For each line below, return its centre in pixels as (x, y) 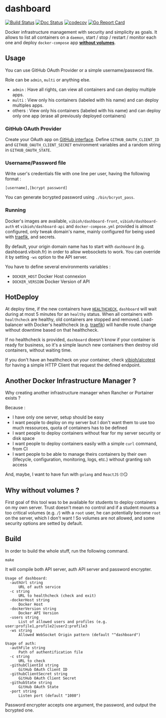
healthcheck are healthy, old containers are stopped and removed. (73, 320)
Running (16, 210)
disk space (23, 438)
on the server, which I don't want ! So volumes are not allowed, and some (80, 518)
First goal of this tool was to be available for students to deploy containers (81, 503)
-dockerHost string (30, 600)
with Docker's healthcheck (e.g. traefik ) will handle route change (90, 325)
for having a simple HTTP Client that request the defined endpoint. (73, 365)
